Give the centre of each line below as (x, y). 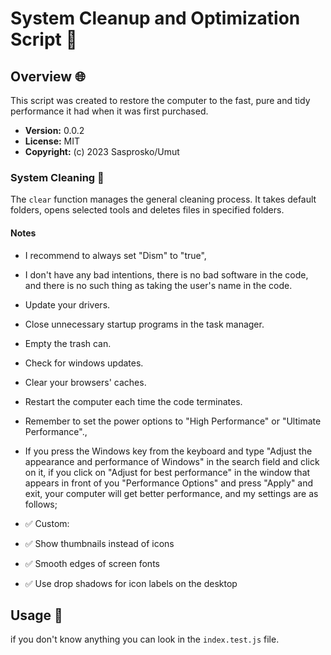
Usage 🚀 (36, 615)
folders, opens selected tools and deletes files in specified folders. (147, 210)
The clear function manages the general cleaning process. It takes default (163, 199)
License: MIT (52, 141)
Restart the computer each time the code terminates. (133, 401)
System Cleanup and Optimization (155, 18)
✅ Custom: (47, 523)
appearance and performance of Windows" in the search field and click (172, 461)
